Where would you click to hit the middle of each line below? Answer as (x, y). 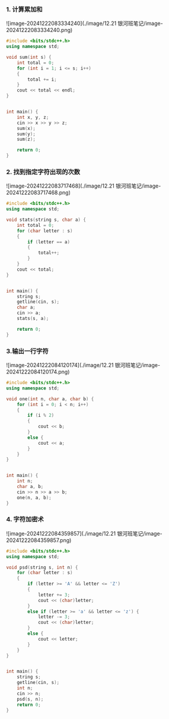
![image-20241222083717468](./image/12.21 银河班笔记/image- (84, 186)
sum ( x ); (26, 128)
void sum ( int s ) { (29, 58)
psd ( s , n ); (30, 699)
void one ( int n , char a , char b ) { (50, 399)
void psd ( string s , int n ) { (42, 567)
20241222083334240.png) (39, 30)
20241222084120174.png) (38, 372)
